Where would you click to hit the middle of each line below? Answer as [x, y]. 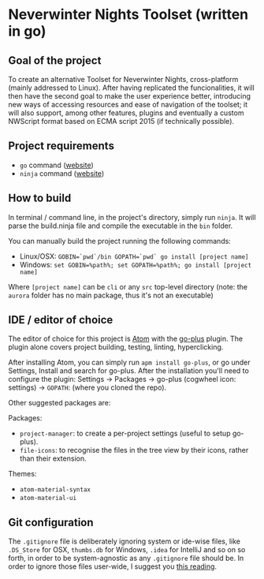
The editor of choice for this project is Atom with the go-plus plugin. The [125, 339]
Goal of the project [55, 60]
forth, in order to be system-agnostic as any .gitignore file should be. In [126, 558]
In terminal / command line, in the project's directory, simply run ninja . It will [132, 217]
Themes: [22, 474]
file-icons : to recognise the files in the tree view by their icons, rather [134, 450]
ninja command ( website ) [62, 173]
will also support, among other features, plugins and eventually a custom [126, 113]
